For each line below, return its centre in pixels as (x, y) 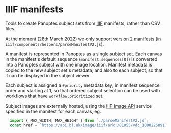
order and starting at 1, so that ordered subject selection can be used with (83, 90)
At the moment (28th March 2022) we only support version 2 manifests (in (83, 39)
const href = (24, 125)
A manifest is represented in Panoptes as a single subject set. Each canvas (84, 54)
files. (10, 28)
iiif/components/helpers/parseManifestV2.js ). (55, 44)
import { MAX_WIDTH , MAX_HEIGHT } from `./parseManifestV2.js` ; (79, 120)
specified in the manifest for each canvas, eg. (53, 111)
